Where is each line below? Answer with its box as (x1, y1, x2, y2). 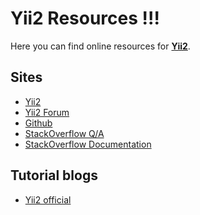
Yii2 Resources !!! (10, 7, 160, 30)
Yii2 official (24, 193, 72, 206)
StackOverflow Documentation (24, 138, 152, 150)
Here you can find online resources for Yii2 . (10, 40, 191, 52)
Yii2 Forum (24, 106, 70, 118)
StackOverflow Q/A (24, 127, 105, 139)
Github (24, 117, 53, 129)
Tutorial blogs (10, 167, 98, 184)
